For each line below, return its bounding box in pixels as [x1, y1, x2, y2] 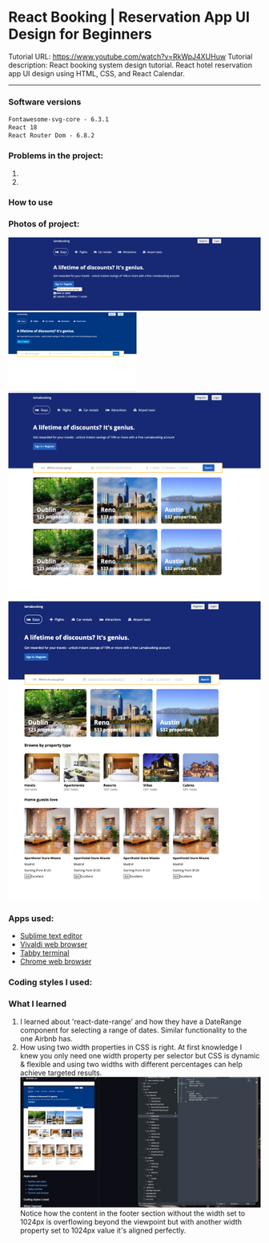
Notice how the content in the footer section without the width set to [19, 1208, 246, 1218]
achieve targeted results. [19, 1068, 102, 1078]
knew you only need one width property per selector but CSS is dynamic [19, 1050, 260, 1060]
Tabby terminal [19, 948, 70, 958]
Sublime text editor [19, 931, 82, 941]
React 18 [8, 124, 38, 132]
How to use [8, 197, 54, 208]
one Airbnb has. [19, 1033, 74, 1043]
